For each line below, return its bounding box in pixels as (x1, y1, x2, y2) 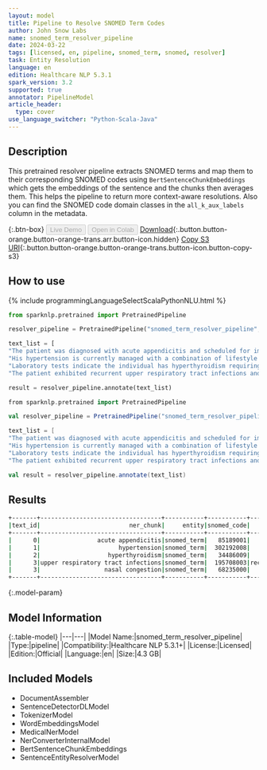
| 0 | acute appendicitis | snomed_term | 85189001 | (8, 536, 250, 544)
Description (8, 145, 68, 159)
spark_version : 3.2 (8, 78, 73, 86)
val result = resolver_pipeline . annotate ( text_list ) (8, 471, 187, 479)
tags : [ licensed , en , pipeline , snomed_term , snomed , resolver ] (8, 49, 226, 57)
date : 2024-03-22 (8, 41, 66, 49)
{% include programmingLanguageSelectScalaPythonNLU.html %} (8, 296, 226, 305)
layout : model (8, 11, 56, 20)
